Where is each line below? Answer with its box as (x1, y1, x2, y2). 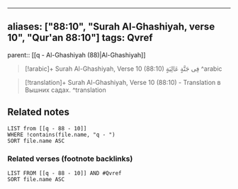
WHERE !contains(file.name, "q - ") (7, 131, 115, 138)
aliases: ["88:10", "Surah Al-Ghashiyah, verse (7, 21, 215, 33)
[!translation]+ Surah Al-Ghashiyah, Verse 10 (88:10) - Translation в (24, 78, 221, 86)
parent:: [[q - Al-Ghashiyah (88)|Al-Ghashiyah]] (7, 50, 147, 59)
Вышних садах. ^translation (24, 86, 106, 94)
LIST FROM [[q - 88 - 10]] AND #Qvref (7, 169, 122, 177)
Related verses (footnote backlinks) (7, 154, 133, 164)
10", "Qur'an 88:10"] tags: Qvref (7, 32, 153, 44)
